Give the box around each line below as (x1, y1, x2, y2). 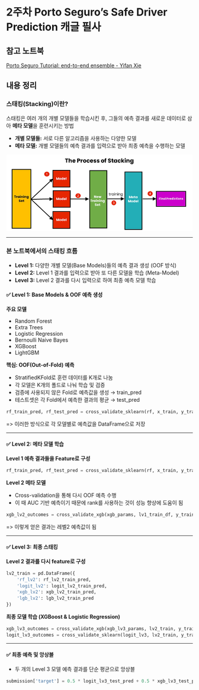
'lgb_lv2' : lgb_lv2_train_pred (17, 596, 94, 601)
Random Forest (14, 317, 52, 324)
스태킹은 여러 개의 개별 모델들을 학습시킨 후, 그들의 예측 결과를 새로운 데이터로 (6, 114, 187, 122)
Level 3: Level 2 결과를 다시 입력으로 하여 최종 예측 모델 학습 (14, 276, 156, 283)
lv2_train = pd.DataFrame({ (6, 570, 76, 576)
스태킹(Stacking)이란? (6, 100, 69, 108)
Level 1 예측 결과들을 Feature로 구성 (6, 455, 91, 462)
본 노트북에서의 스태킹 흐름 (6, 247, 78, 256)
